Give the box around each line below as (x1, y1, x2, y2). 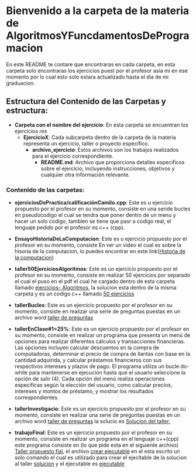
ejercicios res (14, 127, 47, 134)
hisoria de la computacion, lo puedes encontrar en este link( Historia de (14, 248, 186, 255)
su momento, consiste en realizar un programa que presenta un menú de (14, 332, 191, 339)
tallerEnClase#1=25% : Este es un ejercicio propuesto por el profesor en (14, 325, 190, 332)
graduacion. (6, 79, 35, 86)
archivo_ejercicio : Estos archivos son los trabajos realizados (32, 146, 179, 153)
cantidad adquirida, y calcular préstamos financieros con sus (14, 356, 162, 364)
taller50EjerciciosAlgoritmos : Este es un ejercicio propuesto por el (14, 266, 178, 273)
